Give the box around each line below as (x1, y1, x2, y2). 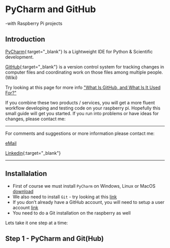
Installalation (5, 169, 47, 178)
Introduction (5, 35, 46, 44)
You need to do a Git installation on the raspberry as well (12, 209, 131, 216)
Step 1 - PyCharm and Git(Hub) (5, 234, 104, 243)
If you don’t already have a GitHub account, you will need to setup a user (12, 199, 164, 205)
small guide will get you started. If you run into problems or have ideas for (5, 110, 159, 116)
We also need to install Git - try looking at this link (12, 194, 117, 200)
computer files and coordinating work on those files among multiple (5, 69, 147, 75)
